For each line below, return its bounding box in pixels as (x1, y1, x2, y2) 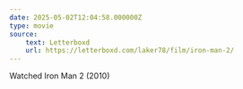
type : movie (9, 21, 54, 30)
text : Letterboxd (25, 37, 91, 47)
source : (9, 29, 39, 38)
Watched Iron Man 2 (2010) (9, 70, 110, 81)
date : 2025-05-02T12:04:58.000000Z (9, 12, 143, 22)
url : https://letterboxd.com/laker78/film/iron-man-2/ (25, 46, 235, 55)
